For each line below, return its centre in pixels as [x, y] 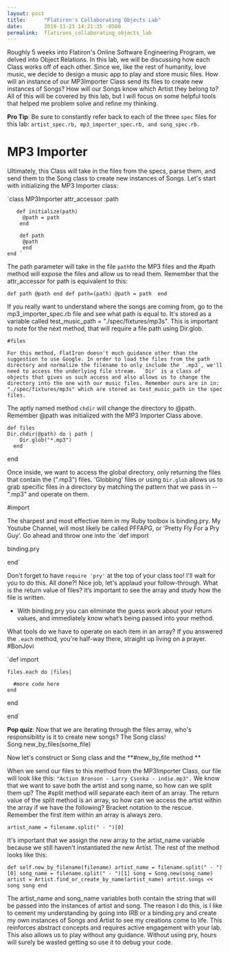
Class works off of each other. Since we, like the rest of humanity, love [107, 67]
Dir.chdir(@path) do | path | [50, 434]
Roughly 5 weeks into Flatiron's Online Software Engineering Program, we [112, 52]
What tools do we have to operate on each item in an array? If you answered [115, 631]
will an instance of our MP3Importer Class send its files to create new [105, 82]
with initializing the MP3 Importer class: [63, 186]
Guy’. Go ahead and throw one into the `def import [78, 536]
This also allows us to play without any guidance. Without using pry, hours [112, 935]
